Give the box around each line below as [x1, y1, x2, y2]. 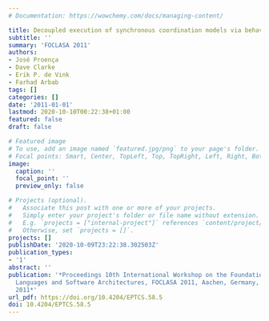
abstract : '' [8, 263, 52, 271]
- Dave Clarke [8, 63, 56, 72]
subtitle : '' [8, 34, 52, 42]
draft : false [8, 123, 52, 131]
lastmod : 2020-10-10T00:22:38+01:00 [8, 108, 130, 116]
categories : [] [8, 93, 59, 101]
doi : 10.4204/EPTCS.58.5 [8, 301, 91, 309]
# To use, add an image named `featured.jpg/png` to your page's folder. [8, 145, 260, 153]
